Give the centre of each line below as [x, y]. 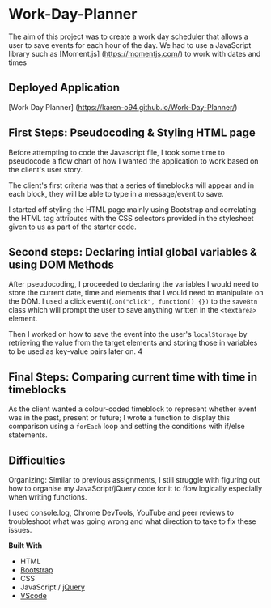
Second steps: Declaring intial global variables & [133, 252]
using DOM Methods [61, 264]
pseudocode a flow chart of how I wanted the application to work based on [133, 161]
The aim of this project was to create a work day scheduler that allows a [128, 36]
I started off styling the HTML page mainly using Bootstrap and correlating [132, 209]
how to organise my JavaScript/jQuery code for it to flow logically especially [135, 488]
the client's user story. [46, 169]
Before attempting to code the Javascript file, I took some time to [116, 152]
